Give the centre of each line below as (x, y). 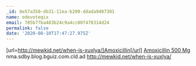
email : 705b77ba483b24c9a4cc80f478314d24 (58, 22)
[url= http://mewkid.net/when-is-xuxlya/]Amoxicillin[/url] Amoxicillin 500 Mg (98, 50)
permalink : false (27, 28)
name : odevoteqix (27, 17)
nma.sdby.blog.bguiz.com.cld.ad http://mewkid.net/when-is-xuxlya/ (89, 57)
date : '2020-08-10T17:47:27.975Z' (49, 34)
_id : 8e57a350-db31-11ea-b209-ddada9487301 (61, 11)
